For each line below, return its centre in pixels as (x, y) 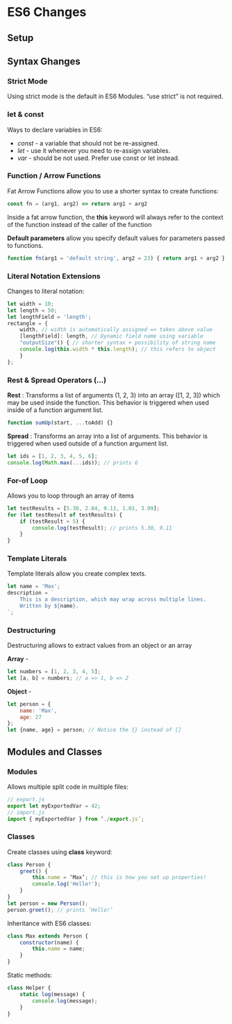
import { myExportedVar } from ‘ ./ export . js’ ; (76, 819)
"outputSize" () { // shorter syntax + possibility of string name (118, 343)
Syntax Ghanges (44, 61)
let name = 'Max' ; (34, 586)
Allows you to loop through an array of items (71, 496)
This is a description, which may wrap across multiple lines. (113, 599)
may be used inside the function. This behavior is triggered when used (108, 402)
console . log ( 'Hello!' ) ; (66, 884)
